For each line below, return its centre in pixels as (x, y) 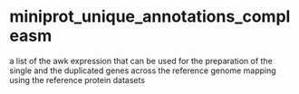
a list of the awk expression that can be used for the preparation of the (141, 61)
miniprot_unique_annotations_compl (150, 17)
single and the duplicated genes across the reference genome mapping (143, 70)
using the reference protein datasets (77, 80)
